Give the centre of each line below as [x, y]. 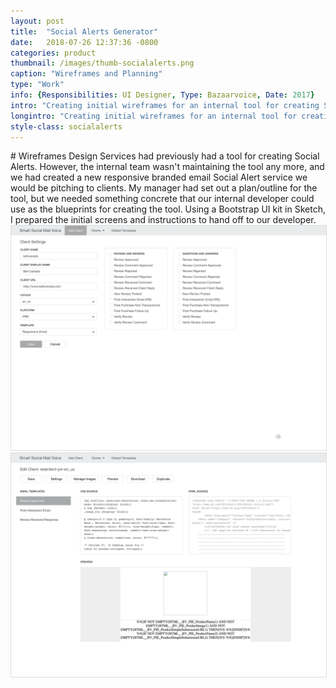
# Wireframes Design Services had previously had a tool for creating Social [165, 156]
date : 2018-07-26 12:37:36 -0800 [84, 42]
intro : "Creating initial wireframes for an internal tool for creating [165, 105]
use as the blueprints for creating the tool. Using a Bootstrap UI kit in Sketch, [168, 209]
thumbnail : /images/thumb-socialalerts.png [102, 63]
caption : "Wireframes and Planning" [86, 74]
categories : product [53, 53]
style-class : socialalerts [66, 126]
